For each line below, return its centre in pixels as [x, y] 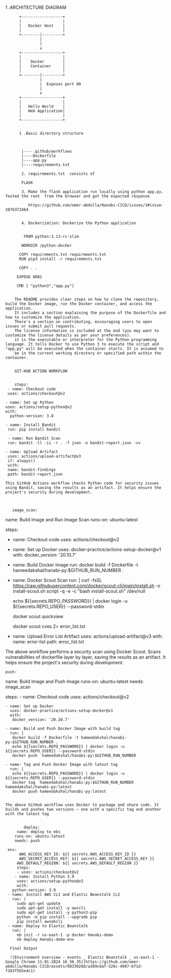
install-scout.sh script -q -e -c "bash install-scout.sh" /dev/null [79, 591]
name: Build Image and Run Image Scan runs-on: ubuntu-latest [72, 519]
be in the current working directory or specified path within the [88, 353]
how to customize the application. [43, 317]
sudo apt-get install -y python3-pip [57, 912]
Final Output [24, 948]
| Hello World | [42, 107]
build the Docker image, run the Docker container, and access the [79, 304]
